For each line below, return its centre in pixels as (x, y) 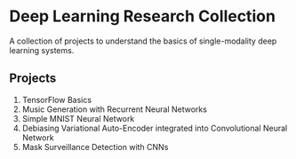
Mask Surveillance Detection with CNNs (95, 147)
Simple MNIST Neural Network (78, 118)
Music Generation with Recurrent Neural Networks (114, 109)
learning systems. (42, 50)
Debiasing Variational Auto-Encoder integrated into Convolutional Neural (155, 128)
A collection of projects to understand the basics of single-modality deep (143, 41)
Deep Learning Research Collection (142, 16)
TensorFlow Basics (56, 99)
